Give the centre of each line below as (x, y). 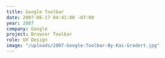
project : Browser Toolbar (39, 34)
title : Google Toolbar (35, 12)
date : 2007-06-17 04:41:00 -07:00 (50, 18)
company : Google (27, 29)
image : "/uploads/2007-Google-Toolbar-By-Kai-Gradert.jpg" (83, 46)
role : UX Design (27, 40)
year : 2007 (20, 23)
